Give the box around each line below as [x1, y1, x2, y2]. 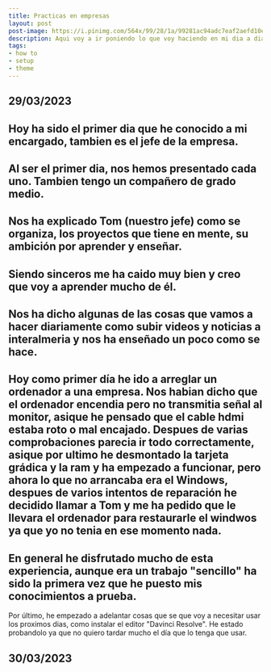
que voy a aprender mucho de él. [8, 279, 177, 293]
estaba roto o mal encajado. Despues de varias [8, 423, 248, 437]
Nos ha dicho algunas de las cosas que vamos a [8, 308, 253, 321]
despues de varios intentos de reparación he [8, 486, 238, 500]
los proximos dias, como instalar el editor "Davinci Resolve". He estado [8, 619, 244, 629]
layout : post [8, 19, 52, 27]
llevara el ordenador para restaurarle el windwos [8, 511, 257, 525]
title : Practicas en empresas [8, 11, 110, 20]
